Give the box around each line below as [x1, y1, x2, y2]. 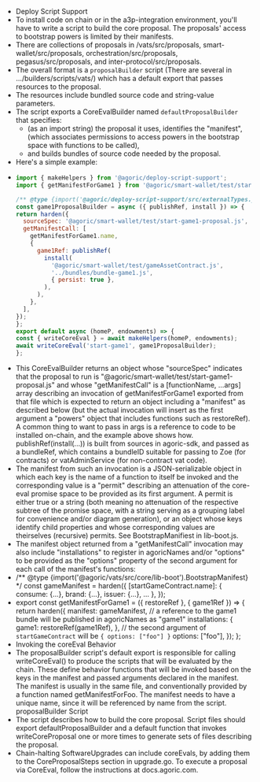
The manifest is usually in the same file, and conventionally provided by [15, 681, 247, 691]
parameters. [15, 98, 56, 108]
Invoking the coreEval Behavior [15, 639, 116, 649]
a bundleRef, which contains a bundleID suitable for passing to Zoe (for [15, 447, 246, 456]
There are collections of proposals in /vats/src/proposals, [15, 40, 202, 50]
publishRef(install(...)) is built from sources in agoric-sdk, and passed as [15, 439, 250, 448]
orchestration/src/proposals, [86, 49, 178, 57]
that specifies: [15, 116, 62, 124]
